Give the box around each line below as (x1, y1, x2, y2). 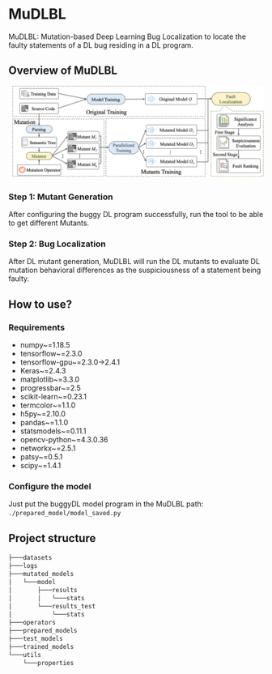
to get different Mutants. (8, 218, 90, 228)
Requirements (8, 322, 66, 333)
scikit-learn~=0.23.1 (19, 392, 87, 402)
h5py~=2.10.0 (19, 409, 66, 419)
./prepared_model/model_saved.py (8, 510, 121, 518)
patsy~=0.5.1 (19, 452, 63, 462)
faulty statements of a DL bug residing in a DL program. (8, 40, 194, 49)
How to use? (8, 297, 73, 311)
